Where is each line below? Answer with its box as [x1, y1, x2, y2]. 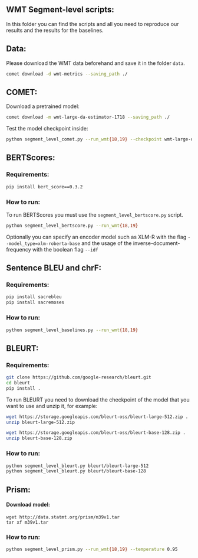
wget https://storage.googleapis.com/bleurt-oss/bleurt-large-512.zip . [6, 413, 189, 420]
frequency [6, 246, 31, 253]
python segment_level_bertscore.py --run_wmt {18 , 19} [6, 223, 138, 229]
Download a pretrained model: [6, 103, 80, 110]
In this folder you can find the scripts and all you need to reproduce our [6, 20, 179, 27]
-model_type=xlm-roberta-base [6, 240, 81, 247]
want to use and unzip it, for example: [6, 402, 98, 409]
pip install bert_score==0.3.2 [6, 184, 83, 190]
